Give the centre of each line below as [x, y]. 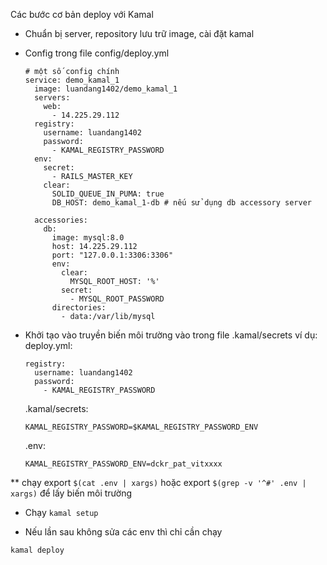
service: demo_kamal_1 [72, 80]
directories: [79, 308]
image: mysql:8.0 [88, 238]
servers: [52, 98]
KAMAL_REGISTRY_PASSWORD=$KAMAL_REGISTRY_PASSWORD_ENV [141, 427]
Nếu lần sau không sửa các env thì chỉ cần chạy [123, 532]
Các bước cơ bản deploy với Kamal [82, 14]
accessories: [61, 220]
